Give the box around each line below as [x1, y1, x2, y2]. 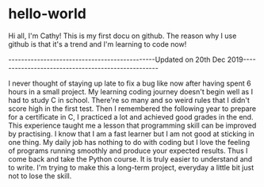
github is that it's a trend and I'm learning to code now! [8, 39, 187, 48]
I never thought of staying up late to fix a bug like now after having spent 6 [8, 78, 251, 88]
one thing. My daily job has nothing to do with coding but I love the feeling [8, 137, 251, 147]
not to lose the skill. [8, 171, 72, 181]
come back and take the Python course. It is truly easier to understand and [8, 154, 253, 163]
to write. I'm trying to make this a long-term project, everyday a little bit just [8, 162, 254, 172]
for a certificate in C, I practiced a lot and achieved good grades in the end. [8, 112, 254, 121]
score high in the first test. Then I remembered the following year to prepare [8, 104, 256, 113]
